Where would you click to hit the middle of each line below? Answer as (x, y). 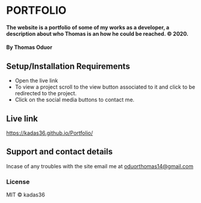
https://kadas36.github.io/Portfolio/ (49, 133)
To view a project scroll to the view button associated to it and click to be (105, 87)
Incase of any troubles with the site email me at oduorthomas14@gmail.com (100, 166)
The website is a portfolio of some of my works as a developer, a (88, 27)
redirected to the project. (46, 93)
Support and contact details (59, 152)
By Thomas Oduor (29, 47)
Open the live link (36, 81)
